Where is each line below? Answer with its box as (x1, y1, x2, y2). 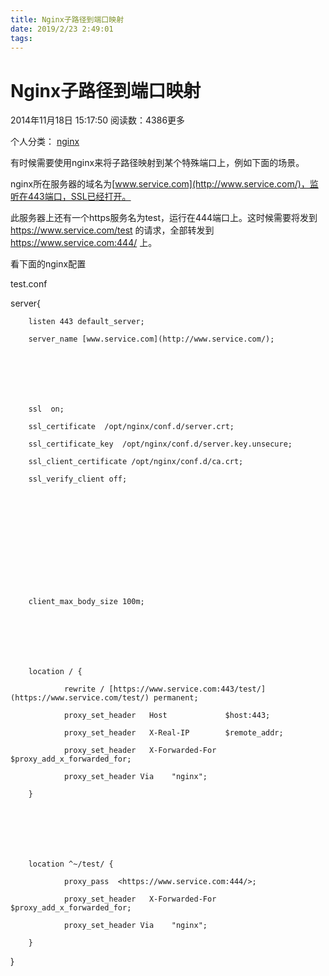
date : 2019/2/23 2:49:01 (10, 24, 114, 34)
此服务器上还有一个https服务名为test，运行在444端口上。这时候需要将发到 (10, 212, 318, 224)
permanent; (153, 693, 199, 703)
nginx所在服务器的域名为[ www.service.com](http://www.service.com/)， (10, 178, 310, 190)
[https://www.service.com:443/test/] (108, 684, 267, 695)
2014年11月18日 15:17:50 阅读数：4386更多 (10, 114, 186, 126)
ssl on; (28, 404, 65, 415)
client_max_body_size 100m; (28, 597, 145, 607)
